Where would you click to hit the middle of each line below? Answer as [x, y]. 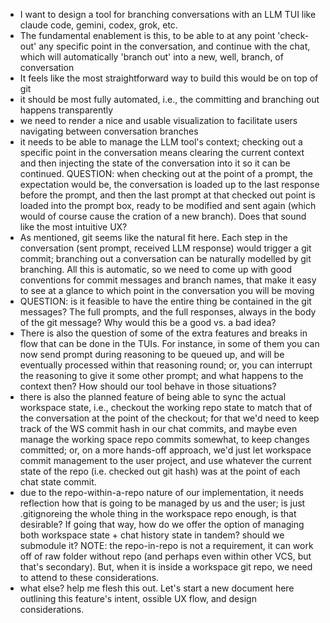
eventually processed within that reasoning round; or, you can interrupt [166, 365]
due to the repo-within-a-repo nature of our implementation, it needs [161, 492]
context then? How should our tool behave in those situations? [148, 386]
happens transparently [66, 110]
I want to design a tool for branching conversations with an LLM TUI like [168, 14]
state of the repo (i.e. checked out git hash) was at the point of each [160, 471]
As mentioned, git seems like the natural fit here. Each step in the [153, 237]
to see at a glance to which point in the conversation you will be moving [167, 290]
